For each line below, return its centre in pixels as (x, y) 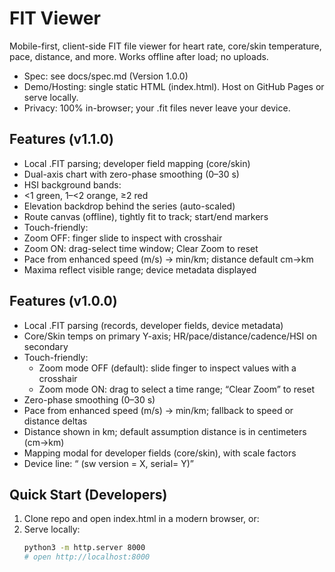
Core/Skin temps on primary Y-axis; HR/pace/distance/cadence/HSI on (170, 336)
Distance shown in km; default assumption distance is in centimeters (165, 431)
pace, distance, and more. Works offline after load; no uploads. (139, 56)
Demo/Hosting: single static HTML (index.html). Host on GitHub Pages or (174, 86)
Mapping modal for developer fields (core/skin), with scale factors (160, 453)
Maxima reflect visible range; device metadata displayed (140, 269)
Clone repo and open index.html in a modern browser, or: (141, 519)
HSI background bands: (72, 184)
